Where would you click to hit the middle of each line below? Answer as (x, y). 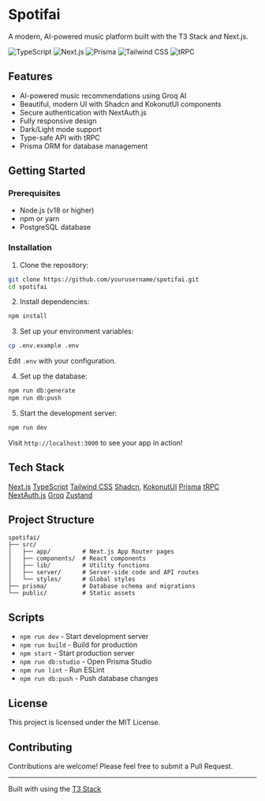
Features (30, 77)
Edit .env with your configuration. (62, 361)
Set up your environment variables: (77, 331)
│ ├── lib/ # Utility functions (79, 566)
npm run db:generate (42, 391)
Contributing (40, 747)
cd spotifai (28, 287)
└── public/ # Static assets (72, 593)
